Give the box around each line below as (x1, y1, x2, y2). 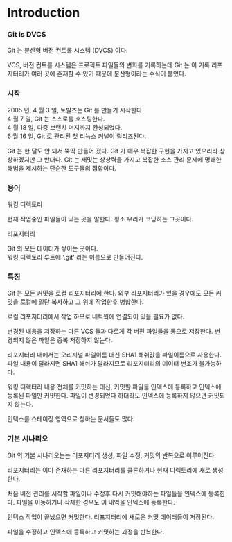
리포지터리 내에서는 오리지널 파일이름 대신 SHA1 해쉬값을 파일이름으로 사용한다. (7, 350, 222, 359)
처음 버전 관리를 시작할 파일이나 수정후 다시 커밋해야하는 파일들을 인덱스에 (7, 489, 207, 498)
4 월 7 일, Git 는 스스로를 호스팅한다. (7, 115, 105, 123)
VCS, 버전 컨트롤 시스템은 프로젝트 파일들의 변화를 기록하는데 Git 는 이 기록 (7, 61, 210, 69)
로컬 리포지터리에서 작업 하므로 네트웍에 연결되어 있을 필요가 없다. (7, 312, 185, 321)
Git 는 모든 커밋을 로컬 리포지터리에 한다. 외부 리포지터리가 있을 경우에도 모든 (7, 289, 215, 298)
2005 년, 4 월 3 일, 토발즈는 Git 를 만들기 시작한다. (7, 105, 144, 114)
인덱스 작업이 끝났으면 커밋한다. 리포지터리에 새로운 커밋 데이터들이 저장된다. (7, 512, 215, 521)
